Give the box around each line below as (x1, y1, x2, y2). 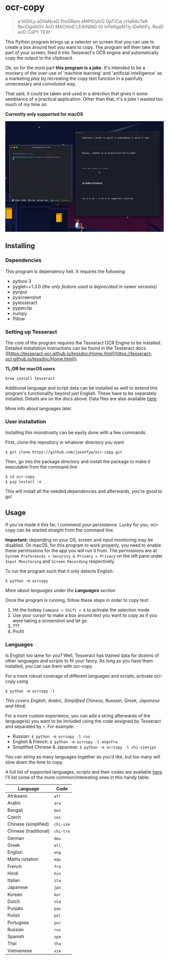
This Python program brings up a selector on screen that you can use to (5, 38, 154, 44)
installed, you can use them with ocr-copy (5, 663, 93, 669)
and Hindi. (5, 703, 27, 709)
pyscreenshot (12, 294, 41, 300)
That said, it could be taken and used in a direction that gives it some (5, 90, 148, 97)
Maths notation (7, 856, 39, 862)
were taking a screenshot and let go (12, 618, 87, 624)
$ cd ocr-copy (5, 474, 35, 479)
